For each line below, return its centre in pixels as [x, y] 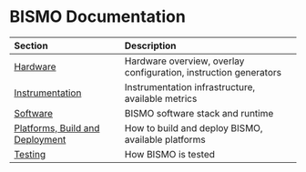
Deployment [40, 139]
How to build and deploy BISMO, [194, 127]
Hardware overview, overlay [184, 61]
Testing [30, 154]
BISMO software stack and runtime [199, 113]
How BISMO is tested [170, 154]
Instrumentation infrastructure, [190, 86]
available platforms [165, 139]
